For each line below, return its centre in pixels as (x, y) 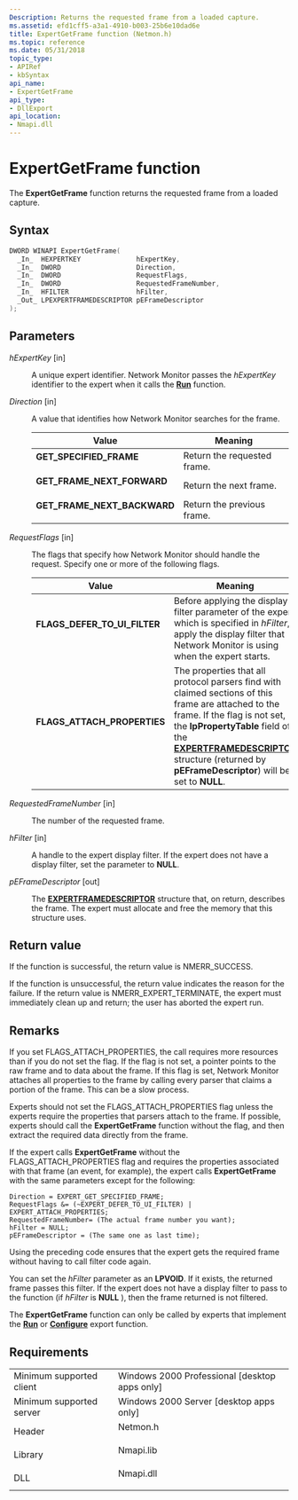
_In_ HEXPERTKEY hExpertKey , (98, 259)
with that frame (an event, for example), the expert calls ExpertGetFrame (143, 1171)
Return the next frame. (230, 485)
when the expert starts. (222, 656)
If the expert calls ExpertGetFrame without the (94, 1152)
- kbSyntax (29, 75)
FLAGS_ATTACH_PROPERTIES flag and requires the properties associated (144, 1162)
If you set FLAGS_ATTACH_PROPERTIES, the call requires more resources (144, 1052)
